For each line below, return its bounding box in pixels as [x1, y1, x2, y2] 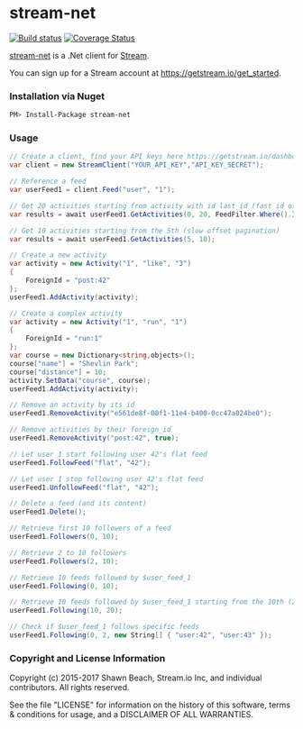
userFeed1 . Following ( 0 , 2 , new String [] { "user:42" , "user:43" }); [9, 631, 272, 640]
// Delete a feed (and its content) [9, 499, 147, 508]
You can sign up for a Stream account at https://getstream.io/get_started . [9, 67, 281, 78]
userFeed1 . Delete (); [9, 507, 87, 516]
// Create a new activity [9, 251, 106, 260]
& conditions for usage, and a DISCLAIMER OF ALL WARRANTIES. [9, 709, 254, 720]
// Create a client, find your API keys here [9, 152, 183, 161]
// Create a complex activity [9, 309, 124, 318]
